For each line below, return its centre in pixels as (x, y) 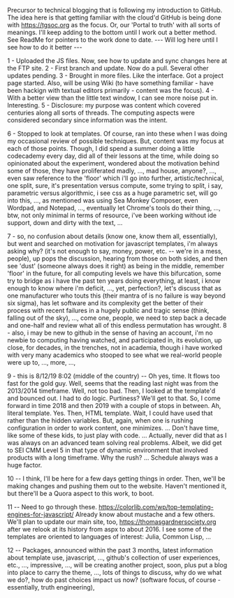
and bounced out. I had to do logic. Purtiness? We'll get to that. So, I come (114, 398)
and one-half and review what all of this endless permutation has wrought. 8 (117, 325)
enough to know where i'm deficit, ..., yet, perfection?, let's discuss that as (115, 288)
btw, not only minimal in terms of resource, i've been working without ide (112, 215)
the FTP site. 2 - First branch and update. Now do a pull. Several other (108, 68)
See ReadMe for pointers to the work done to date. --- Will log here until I (112, 40)
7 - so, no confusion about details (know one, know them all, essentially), (112, 236)
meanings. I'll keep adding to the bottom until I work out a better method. (112, 32)
